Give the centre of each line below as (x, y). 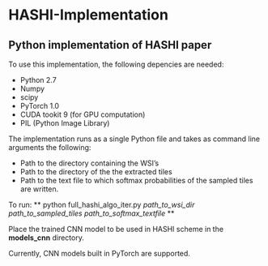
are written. (39, 189)
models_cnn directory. (47, 238)
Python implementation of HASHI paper (110, 45)
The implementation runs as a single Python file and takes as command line (134, 139)
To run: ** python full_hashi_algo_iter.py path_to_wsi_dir (102, 205)
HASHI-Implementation (88, 15)
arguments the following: (50, 147)
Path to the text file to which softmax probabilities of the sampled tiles (136, 180)
